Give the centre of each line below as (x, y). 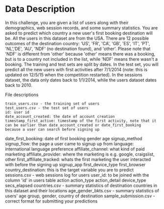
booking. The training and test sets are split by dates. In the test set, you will (82, 64)
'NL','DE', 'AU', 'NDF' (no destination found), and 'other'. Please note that (78, 49)
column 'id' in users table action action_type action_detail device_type (76, 180)
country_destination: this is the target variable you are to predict (69, 170)
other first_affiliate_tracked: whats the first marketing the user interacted (78, 159)
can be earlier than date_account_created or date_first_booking (73, 125)
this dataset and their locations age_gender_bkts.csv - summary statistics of (82, 190)
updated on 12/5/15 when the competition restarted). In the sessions (74, 75)
